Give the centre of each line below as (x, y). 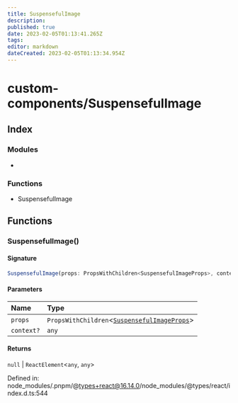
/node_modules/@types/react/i (185, 385)
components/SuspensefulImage (104, 104)
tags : (15, 40)
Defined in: (23, 378)
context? (25, 330)
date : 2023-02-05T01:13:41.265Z (55, 34)
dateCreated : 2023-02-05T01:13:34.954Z (66, 54)
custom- (33, 89)
